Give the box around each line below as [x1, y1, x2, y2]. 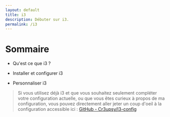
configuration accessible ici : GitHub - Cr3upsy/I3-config [17, 106, 137, 112]
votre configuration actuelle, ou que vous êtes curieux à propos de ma [17, 95, 165, 102]
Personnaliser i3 [12, 80, 47, 86]
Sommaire [5, 44, 49, 55]
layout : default [5, 7, 40, 13]
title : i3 [5, 12, 26, 17]
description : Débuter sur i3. [5, 17, 70, 22]
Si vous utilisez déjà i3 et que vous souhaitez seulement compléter [17, 90, 157, 96]
